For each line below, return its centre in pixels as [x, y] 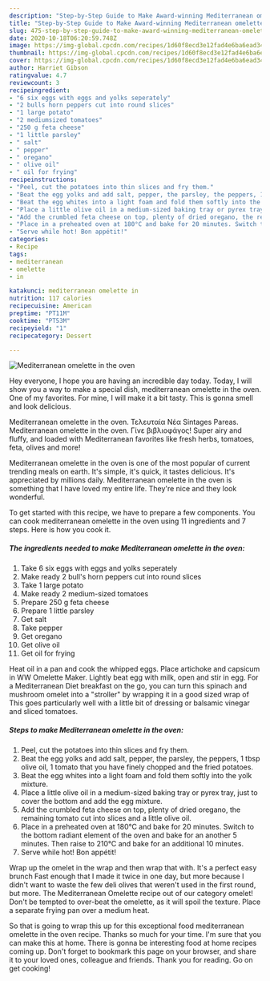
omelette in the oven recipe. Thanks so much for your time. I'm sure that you [135, 935]
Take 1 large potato [52, 585]
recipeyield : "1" [38, 328]
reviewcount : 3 [34, 83]
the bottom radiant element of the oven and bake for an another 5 [129, 835]
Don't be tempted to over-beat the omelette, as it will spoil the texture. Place [135, 902]
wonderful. [27, 497]
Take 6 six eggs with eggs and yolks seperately [99, 568]
